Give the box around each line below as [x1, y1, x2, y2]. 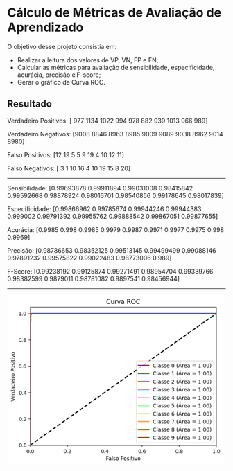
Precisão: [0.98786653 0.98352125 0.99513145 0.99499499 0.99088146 [7, 246, 216, 254]
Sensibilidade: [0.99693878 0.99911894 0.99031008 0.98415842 [7, 184, 193, 192]
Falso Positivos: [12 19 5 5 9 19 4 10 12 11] [7, 150, 125, 159]
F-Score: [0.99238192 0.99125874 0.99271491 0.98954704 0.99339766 [7, 267, 214, 275]
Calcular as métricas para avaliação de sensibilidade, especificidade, [17, 63, 215, 71]
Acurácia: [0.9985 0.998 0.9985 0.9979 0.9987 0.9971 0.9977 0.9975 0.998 [7, 225, 224, 233]
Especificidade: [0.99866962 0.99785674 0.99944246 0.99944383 [7, 204, 202, 213]
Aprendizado [7, 19, 84, 35]
